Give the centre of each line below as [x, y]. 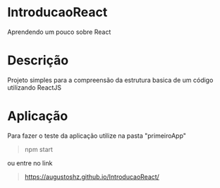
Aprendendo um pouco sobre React [59, 32]
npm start [38, 149]
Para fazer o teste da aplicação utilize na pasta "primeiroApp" [97, 136]
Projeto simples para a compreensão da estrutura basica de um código [110, 80]
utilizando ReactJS [35, 87]
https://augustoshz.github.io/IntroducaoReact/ [92, 177]
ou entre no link [30, 163]
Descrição [38, 60]
